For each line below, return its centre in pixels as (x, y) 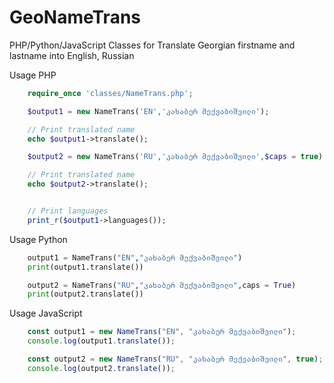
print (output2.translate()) (85, 294)
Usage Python (38, 239)
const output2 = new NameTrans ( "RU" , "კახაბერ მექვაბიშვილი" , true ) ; (175, 359)
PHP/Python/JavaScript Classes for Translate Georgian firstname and (152, 45)
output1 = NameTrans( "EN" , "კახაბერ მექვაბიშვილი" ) (135, 257)
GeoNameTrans (75, 17)
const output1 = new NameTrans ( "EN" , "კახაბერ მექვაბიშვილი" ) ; (162, 332)
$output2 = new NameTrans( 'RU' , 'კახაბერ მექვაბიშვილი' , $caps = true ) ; (177, 157)
